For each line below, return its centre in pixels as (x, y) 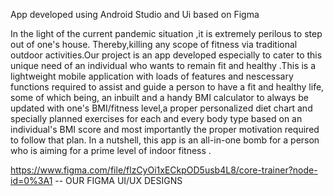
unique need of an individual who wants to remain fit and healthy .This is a (163, 65)
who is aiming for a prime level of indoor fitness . (111, 150)
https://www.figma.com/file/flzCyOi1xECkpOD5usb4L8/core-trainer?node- (164, 170)
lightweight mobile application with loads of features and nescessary (152, 76)
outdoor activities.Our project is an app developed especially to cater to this (166, 55)
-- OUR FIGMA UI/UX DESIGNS (118, 180)
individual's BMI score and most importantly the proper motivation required (165, 129)
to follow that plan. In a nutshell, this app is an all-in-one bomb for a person (165, 140)
